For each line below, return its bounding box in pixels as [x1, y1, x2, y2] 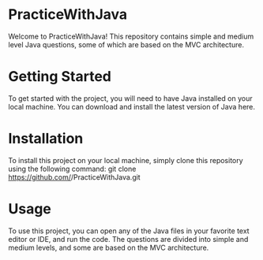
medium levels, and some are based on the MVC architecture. [8, 243, 209, 252]
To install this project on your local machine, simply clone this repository [8, 155, 243, 165]
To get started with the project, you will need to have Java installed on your [8, 93, 253, 103]
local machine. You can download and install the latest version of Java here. [8, 102, 255, 111]
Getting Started [8, 68, 112, 86]
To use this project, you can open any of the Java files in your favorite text [8, 226, 250, 236]
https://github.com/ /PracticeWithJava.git [8, 172, 141, 182]
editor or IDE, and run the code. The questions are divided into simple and [8, 234, 249, 243]
